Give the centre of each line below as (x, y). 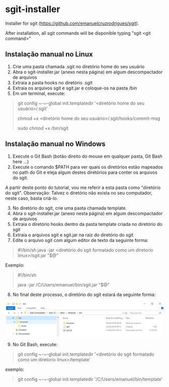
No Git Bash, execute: (35, 345)
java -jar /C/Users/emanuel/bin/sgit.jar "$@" (64, 284)
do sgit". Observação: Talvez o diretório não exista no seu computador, (79, 192)
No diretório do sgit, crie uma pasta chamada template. (70, 208)
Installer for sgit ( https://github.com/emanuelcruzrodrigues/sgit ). (72, 23)
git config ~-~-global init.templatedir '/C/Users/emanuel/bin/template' (90, 379)
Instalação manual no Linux (49, 54)
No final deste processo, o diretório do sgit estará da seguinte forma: (84, 295)
